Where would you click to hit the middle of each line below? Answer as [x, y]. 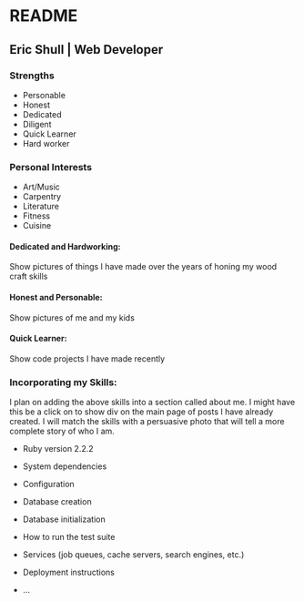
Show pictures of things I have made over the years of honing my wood [143, 267]
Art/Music [41, 187]
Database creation [57, 502]
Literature [41, 207]
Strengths [32, 76]
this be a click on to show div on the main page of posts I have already [142, 412]
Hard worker [46, 143]
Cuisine [37, 226]
